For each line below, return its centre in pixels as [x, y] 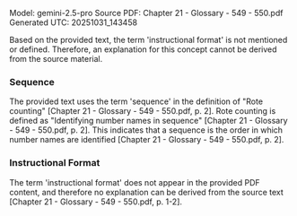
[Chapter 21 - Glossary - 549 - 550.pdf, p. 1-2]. [96, 202]
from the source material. [56, 59]
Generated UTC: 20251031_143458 [73, 22]
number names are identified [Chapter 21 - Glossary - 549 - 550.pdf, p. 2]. [147, 140]
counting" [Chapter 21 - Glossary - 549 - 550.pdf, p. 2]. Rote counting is [143, 111]
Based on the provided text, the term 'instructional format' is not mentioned [148, 40]
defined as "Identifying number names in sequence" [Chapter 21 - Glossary [149, 121]
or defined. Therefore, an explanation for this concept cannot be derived [143, 49]
